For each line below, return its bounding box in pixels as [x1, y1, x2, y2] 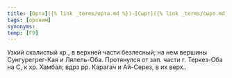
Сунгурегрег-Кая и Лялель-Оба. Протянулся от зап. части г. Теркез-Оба [7, 56, 224, 64]
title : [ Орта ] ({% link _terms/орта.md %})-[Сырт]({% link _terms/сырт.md [7, 10, 226, 17]
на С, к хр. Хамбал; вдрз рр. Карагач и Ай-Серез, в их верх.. [7, 63, 187, 71]
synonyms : [7, 23, 36, 30]
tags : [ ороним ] [7, 17, 51, 23]
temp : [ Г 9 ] [7, 29, 39, 37]
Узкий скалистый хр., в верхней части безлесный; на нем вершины [7, 48, 207, 57]
